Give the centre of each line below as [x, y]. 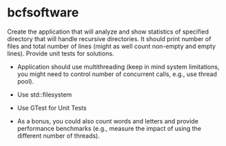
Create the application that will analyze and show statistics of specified [108, 32]
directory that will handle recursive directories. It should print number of [109, 38]
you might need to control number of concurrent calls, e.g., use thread [117, 74]
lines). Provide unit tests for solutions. [61, 53]
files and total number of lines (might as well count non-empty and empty [111, 46]
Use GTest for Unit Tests [52, 108]
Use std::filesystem [44, 95]
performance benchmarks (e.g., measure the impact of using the [109, 128]
